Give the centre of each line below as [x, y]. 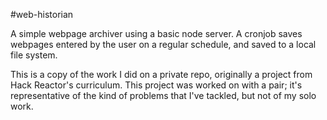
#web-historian [42, 14]
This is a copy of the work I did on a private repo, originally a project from [161, 74]
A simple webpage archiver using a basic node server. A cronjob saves [156, 33]
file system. [34, 55]
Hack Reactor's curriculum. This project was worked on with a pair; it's [156, 85]
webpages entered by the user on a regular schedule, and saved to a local [163, 44]
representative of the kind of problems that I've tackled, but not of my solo [163, 95]
